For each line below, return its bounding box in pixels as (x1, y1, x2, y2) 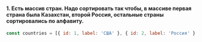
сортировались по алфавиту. (6, 17, 84, 24)
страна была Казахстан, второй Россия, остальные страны (6, 11, 164, 18)
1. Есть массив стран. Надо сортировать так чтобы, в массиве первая (6, 5, 192, 12)
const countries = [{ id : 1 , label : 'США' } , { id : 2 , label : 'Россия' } (6, 30, 196, 37)
